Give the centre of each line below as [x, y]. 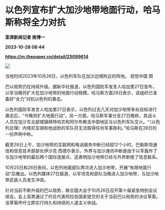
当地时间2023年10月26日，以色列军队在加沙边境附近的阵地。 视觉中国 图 [79, 76]
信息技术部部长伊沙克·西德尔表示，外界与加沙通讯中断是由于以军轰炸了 [85, 151]
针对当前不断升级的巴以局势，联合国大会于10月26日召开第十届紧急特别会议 [81, 190]
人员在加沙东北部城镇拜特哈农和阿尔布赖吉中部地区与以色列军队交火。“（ [78, 122]
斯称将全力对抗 [35, 22]
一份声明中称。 [20, 134]
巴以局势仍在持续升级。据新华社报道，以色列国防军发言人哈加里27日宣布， [81, 86]
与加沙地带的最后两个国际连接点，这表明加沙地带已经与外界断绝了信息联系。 [83, 157]
